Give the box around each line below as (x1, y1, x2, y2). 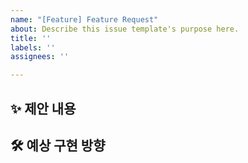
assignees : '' (10, 52, 70, 62)
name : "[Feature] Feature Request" (10, 14, 159, 25)
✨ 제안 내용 (10, 100, 77, 117)
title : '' (10, 33, 52, 43)
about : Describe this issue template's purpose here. (10, 24, 240, 34)
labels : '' (10, 42, 56, 53)
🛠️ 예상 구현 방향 (10, 137, 106, 154)
